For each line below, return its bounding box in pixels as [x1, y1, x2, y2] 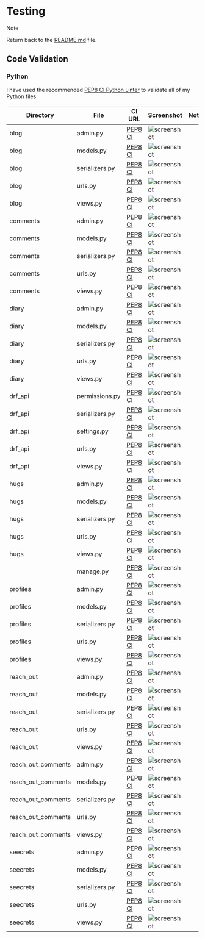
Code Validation [6, 54, 68, 65]
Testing [6, 4, 46, 18]
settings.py [76, 427, 109, 435]
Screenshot [148, 111, 183, 120]
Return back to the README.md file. [6, 36, 97, 43]
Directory [26, 111, 54, 120]
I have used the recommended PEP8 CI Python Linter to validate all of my [6, 86, 190, 93]
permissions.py [76, 392, 121, 400]
